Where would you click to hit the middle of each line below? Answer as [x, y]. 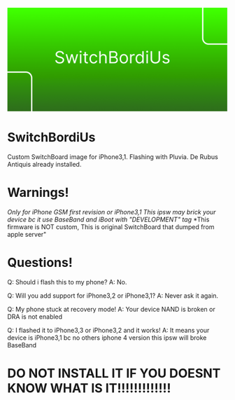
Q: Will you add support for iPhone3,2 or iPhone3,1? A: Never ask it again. [113, 296]
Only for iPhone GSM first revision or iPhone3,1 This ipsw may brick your [112, 212]
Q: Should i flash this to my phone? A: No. [67, 282]
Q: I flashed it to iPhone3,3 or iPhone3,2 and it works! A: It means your [108, 331]
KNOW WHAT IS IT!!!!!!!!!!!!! [89, 388]
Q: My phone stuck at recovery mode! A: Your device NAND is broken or [111, 310]
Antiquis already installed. [44, 165]
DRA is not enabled [35, 317]
